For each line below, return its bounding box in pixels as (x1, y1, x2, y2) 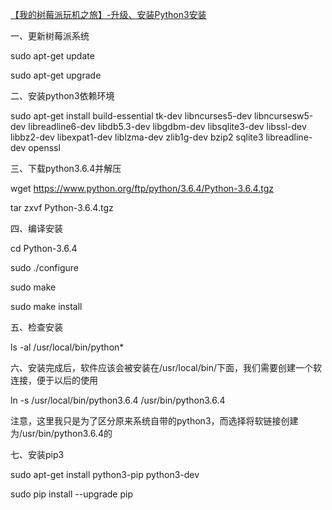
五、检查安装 (10, 321, 63, 333)
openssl (28, 142, 61, 153)
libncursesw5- (253, 110, 314, 122)
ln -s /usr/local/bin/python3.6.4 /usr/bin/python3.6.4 (10, 394, 226, 406)
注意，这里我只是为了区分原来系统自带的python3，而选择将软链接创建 (10, 415, 299, 427)
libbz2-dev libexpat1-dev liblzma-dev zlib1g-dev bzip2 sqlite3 (10, 131, 264, 143)
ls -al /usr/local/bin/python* (10, 341, 125, 353)
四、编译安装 (10, 223, 63, 234)
